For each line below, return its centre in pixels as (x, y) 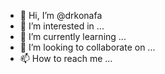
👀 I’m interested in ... (62, 26)
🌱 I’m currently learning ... (73, 36)
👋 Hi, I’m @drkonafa (61, 15)
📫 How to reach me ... (66, 58)
